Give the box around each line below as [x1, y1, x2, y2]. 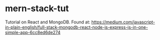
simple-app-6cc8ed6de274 [5, 29, 61, 35]
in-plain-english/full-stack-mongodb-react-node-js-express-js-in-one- [5, 24, 148, 30]
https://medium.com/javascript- [91, 19, 155, 25]
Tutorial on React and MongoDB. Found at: [5, 19, 91, 25]
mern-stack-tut [5, 3, 69, 14]
